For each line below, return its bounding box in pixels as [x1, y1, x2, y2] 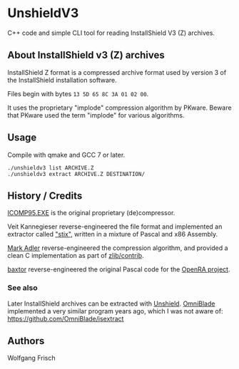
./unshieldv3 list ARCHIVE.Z [7, 164, 94, 172]
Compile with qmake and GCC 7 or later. [7, 150, 126, 159]
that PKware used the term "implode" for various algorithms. [7, 110, 185, 119]
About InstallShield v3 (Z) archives [7, 49, 166, 61]
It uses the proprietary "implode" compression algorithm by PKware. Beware [7, 103, 232, 112]
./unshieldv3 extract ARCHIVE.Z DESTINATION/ [7, 170, 145, 177]
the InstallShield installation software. [7, 76, 117, 84]
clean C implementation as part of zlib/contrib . [7, 251, 144, 260]
